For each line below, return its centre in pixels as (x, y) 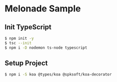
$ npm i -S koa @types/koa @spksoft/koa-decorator (58, 75)
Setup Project (26, 63)
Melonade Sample (43, 9)
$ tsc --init (18, 43)
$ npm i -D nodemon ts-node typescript (46, 48)
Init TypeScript (28, 27)
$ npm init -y (19, 38)
